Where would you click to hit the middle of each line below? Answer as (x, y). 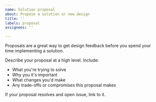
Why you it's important (35, 75)
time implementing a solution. (34, 51)
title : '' (15, 18)
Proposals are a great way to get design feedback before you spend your (78, 46)
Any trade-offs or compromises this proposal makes (64, 85)
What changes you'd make (39, 80)
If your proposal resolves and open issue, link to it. (55, 95)
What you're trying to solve (39, 70)
